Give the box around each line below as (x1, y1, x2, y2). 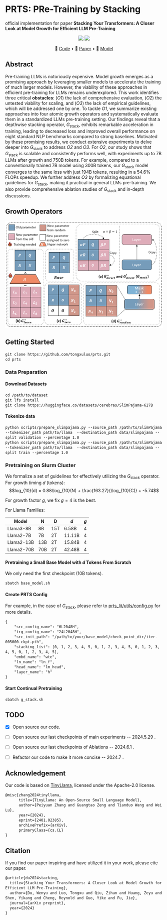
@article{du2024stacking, (5, 875, 59, 881)
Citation (5, 846, 31, 855)
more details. (5, 609, 32, 615)
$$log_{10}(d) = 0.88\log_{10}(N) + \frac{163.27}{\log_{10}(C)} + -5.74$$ (9, 488, 159, 494)
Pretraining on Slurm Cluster (5, 462, 76, 469)
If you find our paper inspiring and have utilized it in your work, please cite (5, 860, 158, 866)
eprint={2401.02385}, (18, 818, 64, 823)
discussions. (5, 192, 31, 199)
